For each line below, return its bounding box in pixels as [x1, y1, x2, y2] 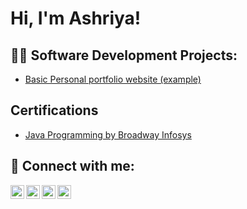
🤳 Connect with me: [10, 158, 135, 175]
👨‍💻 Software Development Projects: [10, 47, 238, 64]
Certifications [10, 102, 99, 119]
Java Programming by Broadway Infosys [24, 128, 192, 141]
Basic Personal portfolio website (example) [24, 73, 202, 85]
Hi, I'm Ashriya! [10, 7, 142, 30]
